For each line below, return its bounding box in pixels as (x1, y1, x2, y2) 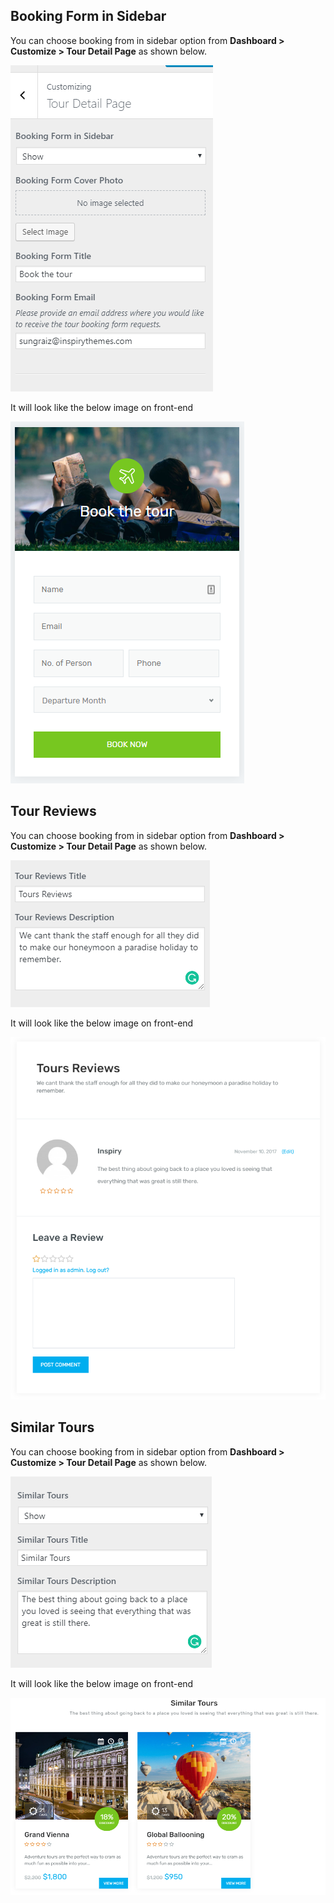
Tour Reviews (10, 803, 97, 820)
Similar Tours (10, 1419, 95, 1436)
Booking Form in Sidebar (10, 8, 167, 25)
